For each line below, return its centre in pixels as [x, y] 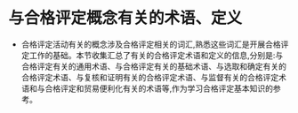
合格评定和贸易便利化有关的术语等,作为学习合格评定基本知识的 [159, 88]
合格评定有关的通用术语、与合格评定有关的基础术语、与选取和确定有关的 [153, 66]
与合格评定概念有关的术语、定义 [125, 18]
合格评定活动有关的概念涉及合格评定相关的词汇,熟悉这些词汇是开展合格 [151, 44]
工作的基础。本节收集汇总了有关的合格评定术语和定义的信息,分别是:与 [156, 55]
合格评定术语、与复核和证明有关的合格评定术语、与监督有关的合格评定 [150, 77]
